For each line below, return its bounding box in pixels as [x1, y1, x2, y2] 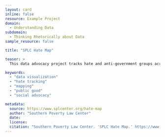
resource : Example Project [5, 16, 60, 21]
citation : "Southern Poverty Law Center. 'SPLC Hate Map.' [9, 124, 133, 130]
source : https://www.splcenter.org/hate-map [9, 106, 102, 111]
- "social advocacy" [9, 92, 52, 98]
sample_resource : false [5, 39, 54, 44]
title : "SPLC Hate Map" [5, 47, 54, 53]
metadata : [5, 101, 26, 107]
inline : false [5, 12, 34, 17]
